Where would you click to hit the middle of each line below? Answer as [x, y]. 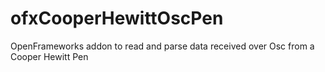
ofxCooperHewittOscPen [117, 18]
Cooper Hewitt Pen [49, 56]
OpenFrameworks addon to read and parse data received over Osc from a [162, 46]
